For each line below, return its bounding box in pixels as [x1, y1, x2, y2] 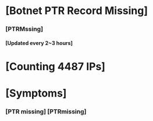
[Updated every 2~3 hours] [5, 39, 73, 46]
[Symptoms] [5, 87, 67, 100]
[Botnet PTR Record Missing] [5, 4, 148, 18]
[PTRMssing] [5, 25, 44, 33]
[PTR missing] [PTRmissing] [5, 108, 87, 115]
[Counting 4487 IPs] [5, 60, 106, 73]
